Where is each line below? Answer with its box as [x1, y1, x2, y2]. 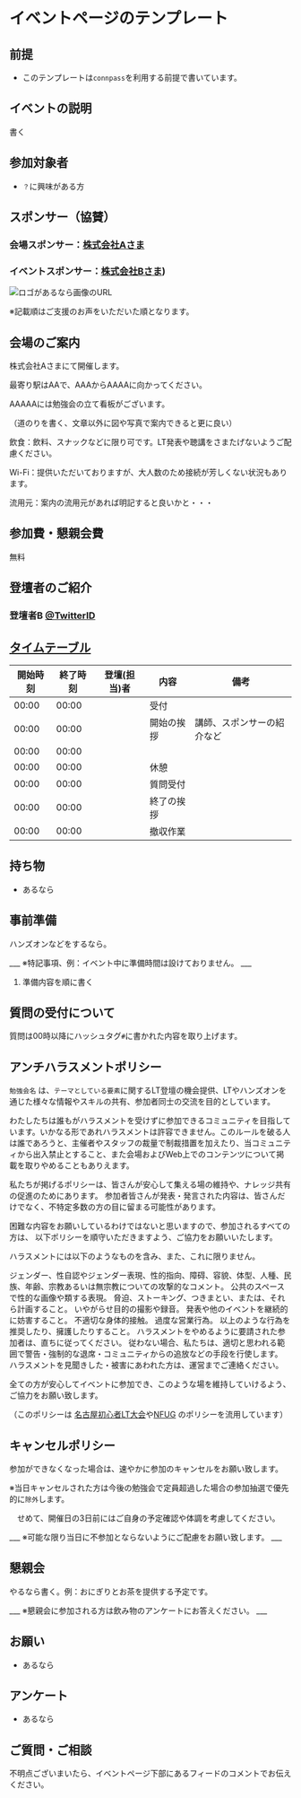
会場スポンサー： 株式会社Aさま [9, 239, 145, 251]
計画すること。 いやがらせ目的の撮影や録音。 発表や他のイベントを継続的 [16, 1304, 288, 1314]
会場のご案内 [9, 335, 81, 350]
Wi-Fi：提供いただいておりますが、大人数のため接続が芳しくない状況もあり [9, 467, 288, 478]
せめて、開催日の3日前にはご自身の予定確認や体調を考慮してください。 [16, 1513, 280, 1523]
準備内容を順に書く [21, 976, 94, 987]
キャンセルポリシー [9, 1437, 116, 1453]
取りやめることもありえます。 [24, 1160, 134, 1171]
